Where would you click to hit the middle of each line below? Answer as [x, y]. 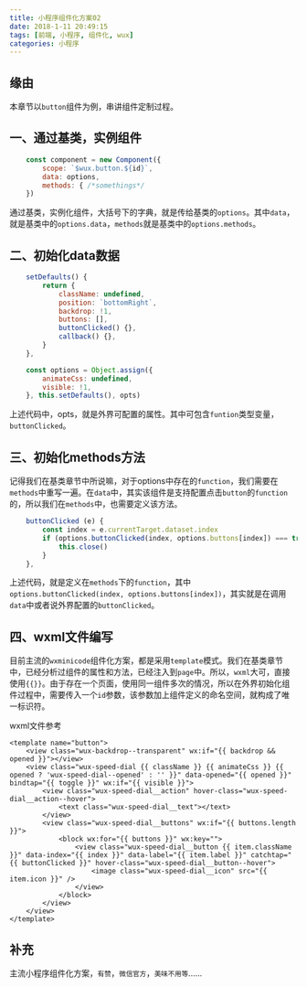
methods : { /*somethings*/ [94, 185]
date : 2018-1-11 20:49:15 [58, 27]
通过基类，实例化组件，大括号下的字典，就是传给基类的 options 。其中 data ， [152, 212]
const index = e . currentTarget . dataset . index [131, 530]
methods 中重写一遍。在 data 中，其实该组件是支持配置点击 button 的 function [148, 493]
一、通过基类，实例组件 [75, 138]
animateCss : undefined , [87, 379]
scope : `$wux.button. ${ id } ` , [98, 168]
